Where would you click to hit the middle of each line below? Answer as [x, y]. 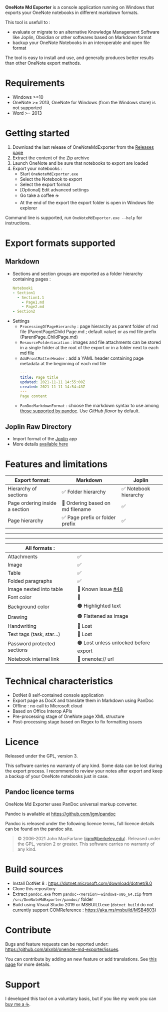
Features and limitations [56, 464]
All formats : [40, 548]
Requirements [35, 83]
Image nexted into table [35, 589]
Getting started [37, 134]
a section [18, 510]
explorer [28, 208]
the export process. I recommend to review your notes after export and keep [84, 771]
